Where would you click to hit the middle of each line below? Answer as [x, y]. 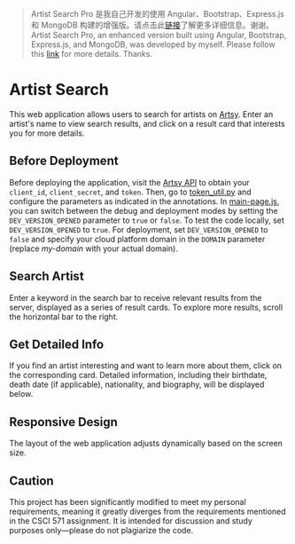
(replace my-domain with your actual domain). [94, 248]
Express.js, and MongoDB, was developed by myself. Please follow [153, 44]
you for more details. [47, 133]
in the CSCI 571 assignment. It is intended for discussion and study [131, 521]
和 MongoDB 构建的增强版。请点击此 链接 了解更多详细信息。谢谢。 [152, 25]
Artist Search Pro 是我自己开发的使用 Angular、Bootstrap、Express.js [158, 14]
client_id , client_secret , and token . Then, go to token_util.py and [130, 192]
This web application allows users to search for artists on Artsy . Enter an [141, 114]
